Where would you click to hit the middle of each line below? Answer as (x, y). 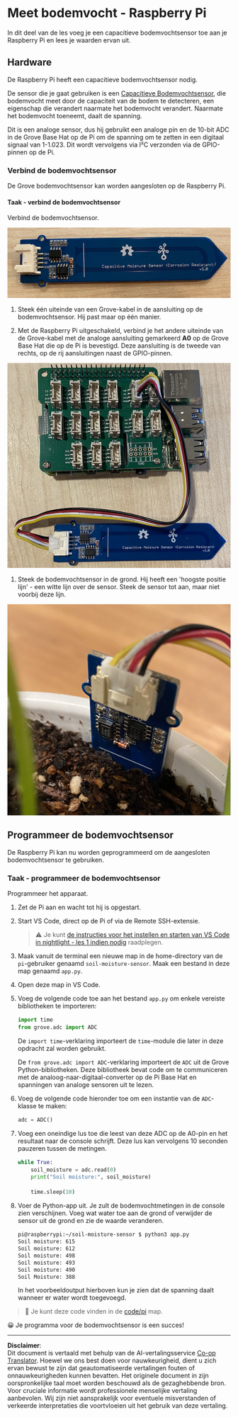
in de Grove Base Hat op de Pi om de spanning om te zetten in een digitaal (116, 137)
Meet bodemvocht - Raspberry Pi (107, 13)
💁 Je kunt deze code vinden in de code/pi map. (93, 1311)
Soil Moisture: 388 (46, 1277)
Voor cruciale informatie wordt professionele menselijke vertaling (102, 1391)
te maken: (52, 1105)
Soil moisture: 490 (46, 1270)
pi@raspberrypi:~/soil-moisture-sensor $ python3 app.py (103, 1235)
